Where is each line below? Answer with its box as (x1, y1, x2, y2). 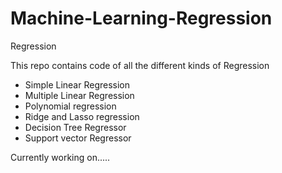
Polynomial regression (24, 100, 117, 112)
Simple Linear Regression (24, 78, 131, 91)
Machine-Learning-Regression (10, 7, 273, 30)
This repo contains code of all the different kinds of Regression (10, 59, 270, 71)
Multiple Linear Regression (24, 89, 135, 101)
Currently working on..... (10, 151, 111, 163)
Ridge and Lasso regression (24, 110, 140, 122)
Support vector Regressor (24, 132, 132, 144)
